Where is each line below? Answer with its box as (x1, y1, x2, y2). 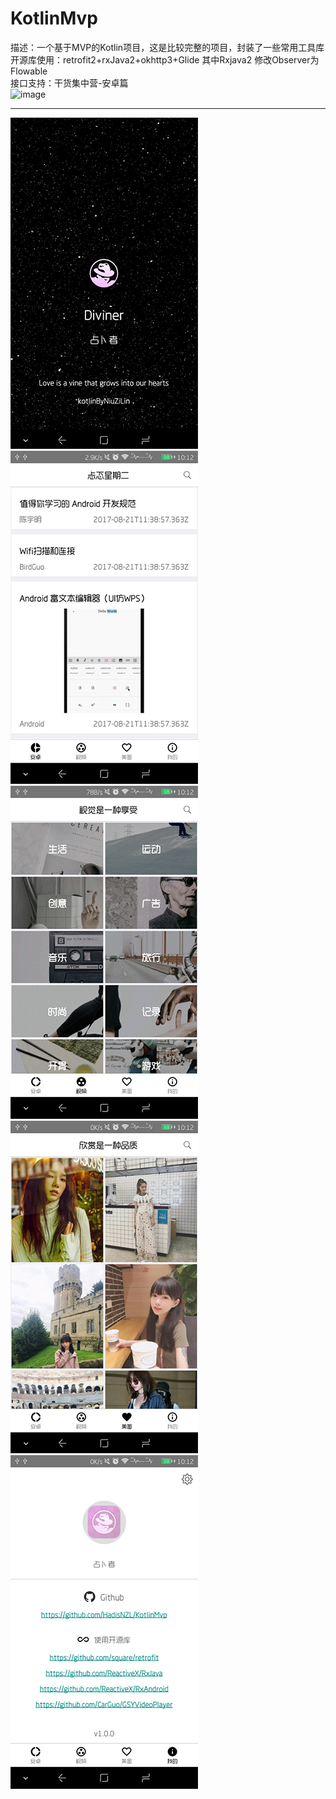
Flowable (10, 65, 48, 77)
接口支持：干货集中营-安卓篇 (10, 77, 129, 89)
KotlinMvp (10, 7, 98, 30)
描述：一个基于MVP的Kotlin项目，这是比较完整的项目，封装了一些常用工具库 (10, 41, 325, 53)
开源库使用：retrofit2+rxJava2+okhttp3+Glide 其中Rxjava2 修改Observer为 (10, 53, 320, 66)
